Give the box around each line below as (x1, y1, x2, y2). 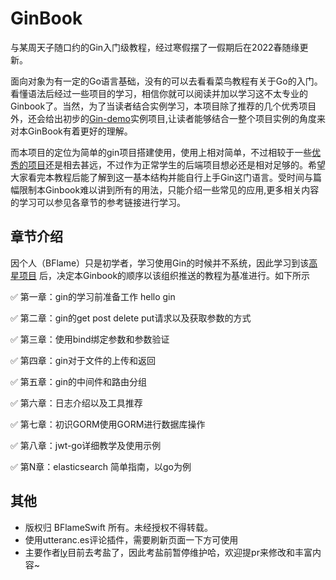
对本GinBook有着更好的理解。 (10, 125, 133, 137)
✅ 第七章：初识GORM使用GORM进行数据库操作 (10, 418, 206, 430)
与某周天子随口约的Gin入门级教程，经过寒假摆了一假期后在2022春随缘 (10, 41, 300, 53)
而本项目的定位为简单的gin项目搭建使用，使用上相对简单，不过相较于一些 (10, 146, 313, 158)
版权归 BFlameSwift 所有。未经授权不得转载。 (24, 521, 213, 533)
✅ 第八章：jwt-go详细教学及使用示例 (10, 439, 162, 451)
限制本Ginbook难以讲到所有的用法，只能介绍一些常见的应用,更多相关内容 (18, 183, 320, 196)
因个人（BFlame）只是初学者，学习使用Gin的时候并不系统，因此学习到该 (10, 257, 310, 269)
